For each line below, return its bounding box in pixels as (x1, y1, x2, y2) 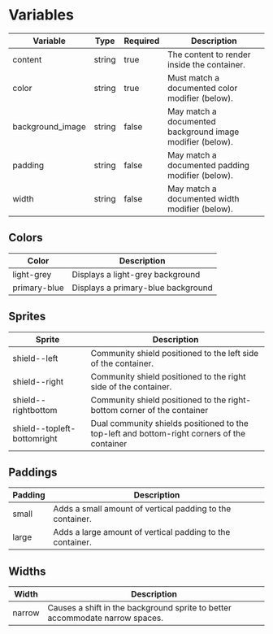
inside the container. (167, 59, 246, 70)
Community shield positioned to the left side (90, 347, 259, 358)
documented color (167, 82, 238, 93)
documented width (167, 193, 240, 204)
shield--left (12, 352, 58, 363)
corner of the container (119, 404, 209, 415)
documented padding (167, 159, 250, 171)
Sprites (8, 310, 46, 324)
